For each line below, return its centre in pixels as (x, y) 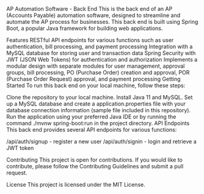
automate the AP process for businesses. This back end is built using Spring (102, 22)
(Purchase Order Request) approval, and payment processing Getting (94, 79)
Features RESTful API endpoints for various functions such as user (90, 40)
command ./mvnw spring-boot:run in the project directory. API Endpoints (98, 123)
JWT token (20, 148)
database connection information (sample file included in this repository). (99, 110)
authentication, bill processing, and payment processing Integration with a (100, 46)
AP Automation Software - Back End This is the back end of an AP (89, 9)
